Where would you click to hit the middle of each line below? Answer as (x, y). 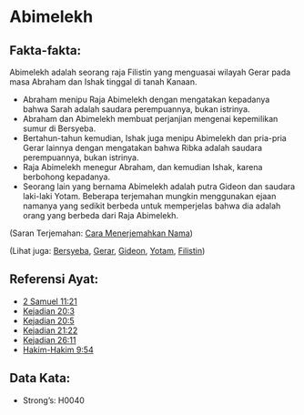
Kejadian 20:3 (49, 310)
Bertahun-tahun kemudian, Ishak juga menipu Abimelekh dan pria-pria (154, 138)
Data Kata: (40, 378)
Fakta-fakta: (46, 51)
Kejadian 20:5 (48, 320)
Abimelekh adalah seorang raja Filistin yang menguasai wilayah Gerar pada (150, 72)
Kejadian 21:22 (50, 330)
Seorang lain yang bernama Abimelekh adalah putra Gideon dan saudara (159, 187)
